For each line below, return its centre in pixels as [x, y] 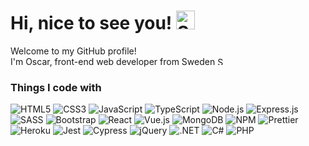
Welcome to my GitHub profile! [73, 51]
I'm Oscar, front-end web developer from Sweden [113, 61]
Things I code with [56, 87]
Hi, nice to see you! [91, 23]
